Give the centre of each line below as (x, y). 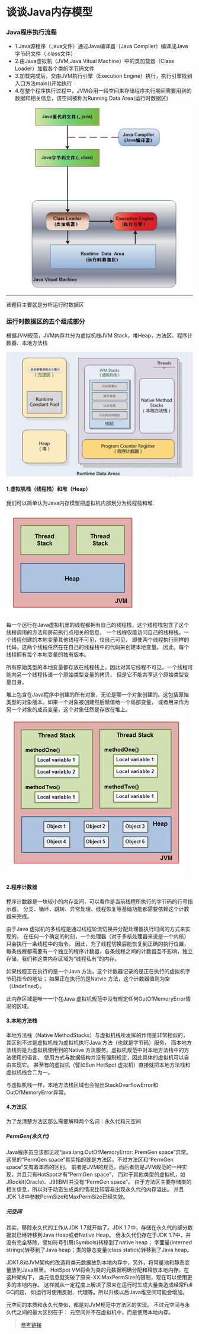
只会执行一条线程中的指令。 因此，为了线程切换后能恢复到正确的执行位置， (98, 944)
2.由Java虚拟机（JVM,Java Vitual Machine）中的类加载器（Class (94, 61)
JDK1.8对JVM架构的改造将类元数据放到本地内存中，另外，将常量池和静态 (95, 1262)
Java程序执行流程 (32, 32)
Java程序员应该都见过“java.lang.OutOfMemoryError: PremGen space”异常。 (99, 1152)
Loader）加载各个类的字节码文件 (54, 68)
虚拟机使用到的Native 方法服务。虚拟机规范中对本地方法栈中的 (108, 1050)
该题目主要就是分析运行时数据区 (45, 305)
